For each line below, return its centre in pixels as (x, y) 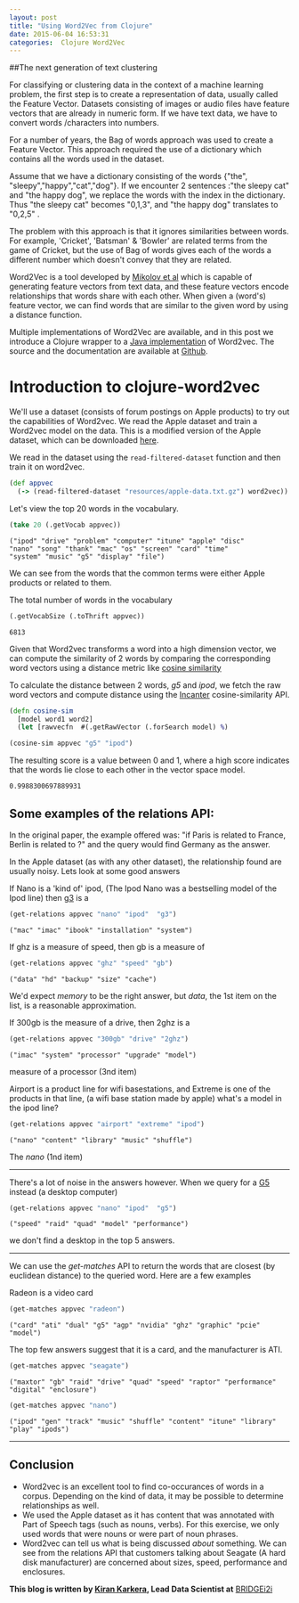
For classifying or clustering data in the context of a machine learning (137, 85)
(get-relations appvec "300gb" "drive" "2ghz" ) (99, 1039)
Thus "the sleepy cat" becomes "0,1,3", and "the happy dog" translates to (144, 205)
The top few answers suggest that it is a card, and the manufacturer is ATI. (146, 1350)
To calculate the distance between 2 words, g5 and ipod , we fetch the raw (145, 685)
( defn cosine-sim (41, 711)
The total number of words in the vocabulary (91, 600)
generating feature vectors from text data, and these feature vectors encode (149, 287)
